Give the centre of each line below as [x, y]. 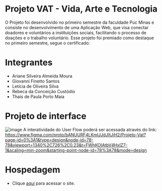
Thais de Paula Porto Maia [38, 96]
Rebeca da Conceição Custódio [44, 91]
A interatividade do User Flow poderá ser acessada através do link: [90, 129]
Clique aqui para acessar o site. [44, 183]
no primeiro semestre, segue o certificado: [48, 43]
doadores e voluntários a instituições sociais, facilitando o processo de [76, 32]
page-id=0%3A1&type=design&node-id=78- [49, 140]
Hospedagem [33, 170]
